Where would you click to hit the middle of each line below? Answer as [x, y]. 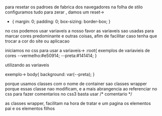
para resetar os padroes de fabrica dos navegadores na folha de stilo [74, 7]
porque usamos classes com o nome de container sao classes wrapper [76, 84]
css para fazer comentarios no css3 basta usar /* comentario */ [69, 94]
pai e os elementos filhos [30, 109]
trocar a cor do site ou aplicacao [37, 41]
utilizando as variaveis [27, 65]
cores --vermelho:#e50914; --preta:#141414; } [51, 56]
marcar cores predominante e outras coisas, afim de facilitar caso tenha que [81, 36]
